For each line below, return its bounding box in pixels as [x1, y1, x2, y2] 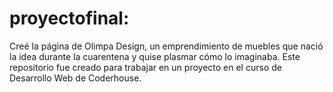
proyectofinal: [9, 7, 130, 30]
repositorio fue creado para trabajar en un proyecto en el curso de [9, 61, 282, 73]
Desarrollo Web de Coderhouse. [9, 72, 142, 84]
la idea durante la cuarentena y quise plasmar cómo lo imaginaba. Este [9, 50, 301, 62]
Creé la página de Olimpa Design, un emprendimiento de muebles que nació [9, 40, 324, 52]
